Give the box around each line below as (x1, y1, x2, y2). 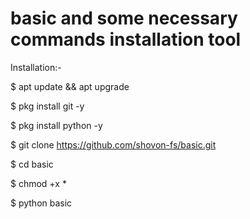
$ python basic (10, 197, 73, 209)
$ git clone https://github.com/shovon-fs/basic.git (10, 138, 217, 151)
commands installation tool (10, 28, 242, 51)
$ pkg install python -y (10, 119, 103, 131)
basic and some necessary (10, 7, 238, 30)
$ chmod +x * (10, 177, 67, 189)
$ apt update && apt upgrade (10, 80, 130, 92)
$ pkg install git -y (10, 100, 85, 112)
